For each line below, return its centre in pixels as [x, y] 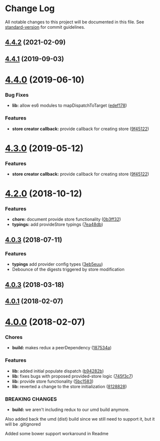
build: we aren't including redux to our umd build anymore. [71, 410]
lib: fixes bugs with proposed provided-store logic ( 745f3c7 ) [72, 376]
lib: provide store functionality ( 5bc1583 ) [53, 381]
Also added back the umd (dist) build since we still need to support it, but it [80, 419]
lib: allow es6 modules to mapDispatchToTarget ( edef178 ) [69, 105]
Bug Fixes [17, 95]
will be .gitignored [23, 424]
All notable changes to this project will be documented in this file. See [75, 22]
